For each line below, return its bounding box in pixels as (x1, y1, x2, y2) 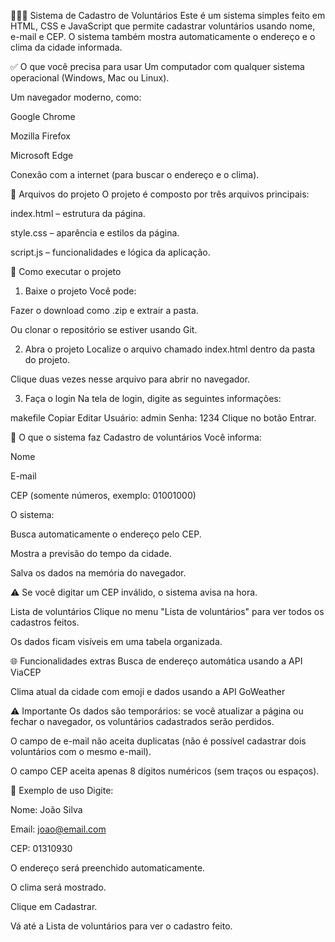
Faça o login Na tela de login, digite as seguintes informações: (24, 393, 282, 404)
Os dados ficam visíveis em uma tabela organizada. (10, 636, 223, 647)
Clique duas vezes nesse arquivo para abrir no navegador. (10, 373, 251, 385)
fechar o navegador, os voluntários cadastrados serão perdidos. (10, 716, 275, 727)
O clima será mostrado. (10, 881, 107, 893)
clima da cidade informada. (10, 41, 123, 53)
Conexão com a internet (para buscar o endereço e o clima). (10, 169, 260, 180)
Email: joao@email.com (10, 823, 107, 835)
